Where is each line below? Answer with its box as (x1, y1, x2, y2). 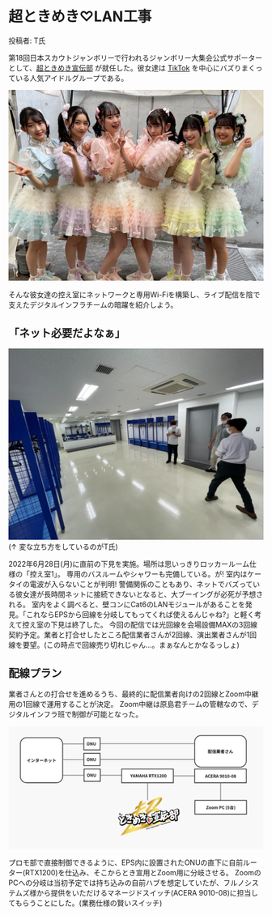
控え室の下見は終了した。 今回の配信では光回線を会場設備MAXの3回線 (22, 620, 257, 630)
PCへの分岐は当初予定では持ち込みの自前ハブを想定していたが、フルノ (8, 878, 245, 887)
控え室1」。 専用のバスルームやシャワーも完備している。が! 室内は (29, 569, 248, 579)
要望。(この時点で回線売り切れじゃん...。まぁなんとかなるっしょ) (22, 640, 240, 650)
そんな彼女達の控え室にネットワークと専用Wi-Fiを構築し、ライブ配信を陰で (8, 290, 261, 300)
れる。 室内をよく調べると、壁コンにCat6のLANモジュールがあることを (8, 600, 245, 610)
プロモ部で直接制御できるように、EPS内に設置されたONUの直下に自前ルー (8, 858, 257, 867)
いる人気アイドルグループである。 (15, 73, 129, 83)
